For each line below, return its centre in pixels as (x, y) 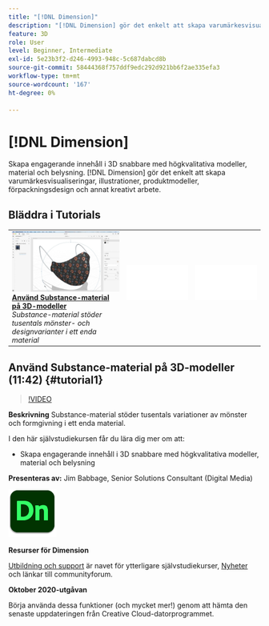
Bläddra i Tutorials (55, 215)
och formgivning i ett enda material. (67, 423)
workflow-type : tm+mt (44, 76)
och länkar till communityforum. (61, 574)
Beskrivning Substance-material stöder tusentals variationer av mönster (128, 415)
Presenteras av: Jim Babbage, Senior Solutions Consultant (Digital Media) (131, 478)
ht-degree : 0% (32, 93)
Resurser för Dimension (49, 550)
